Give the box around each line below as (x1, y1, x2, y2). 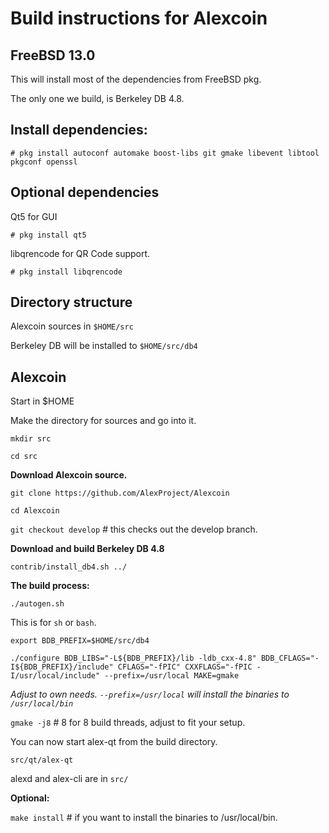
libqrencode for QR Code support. (10, 247, 151, 259)
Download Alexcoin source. (10, 469, 128, 481)
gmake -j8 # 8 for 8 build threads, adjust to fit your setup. (10, 717, 246, 729)
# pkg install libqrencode (10, 267, 123, 277)
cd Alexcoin (10, 506, 60, 516)
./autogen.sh (10, 599, 65, 609)
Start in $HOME (10, 395, 75, 407)
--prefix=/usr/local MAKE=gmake (104, 671, 240, 681)
